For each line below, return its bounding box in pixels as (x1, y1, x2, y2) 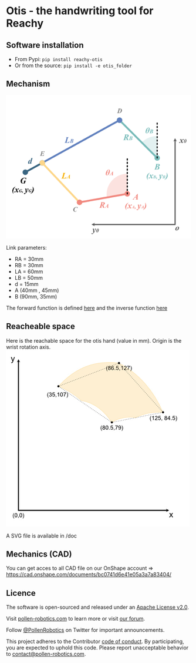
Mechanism (6, 79, 50, 89)
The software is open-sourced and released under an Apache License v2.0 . (6, 604, 189, 611)
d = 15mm (14, 280, 39, 287)
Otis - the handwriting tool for (6, 4, 154, 18)
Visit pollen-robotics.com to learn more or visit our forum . (6, 615, 146, 622)
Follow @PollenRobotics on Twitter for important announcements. (6, 626, 165, 634)
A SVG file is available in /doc (6, 532, 77, 539)
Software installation (6, 40, 84, 50)
